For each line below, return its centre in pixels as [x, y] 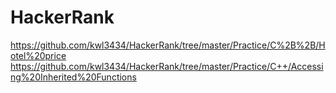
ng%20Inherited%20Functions [73, 77]
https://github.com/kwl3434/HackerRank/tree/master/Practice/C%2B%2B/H [168, 45]
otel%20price [38, 55]
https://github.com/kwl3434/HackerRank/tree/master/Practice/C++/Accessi [167, 66]
